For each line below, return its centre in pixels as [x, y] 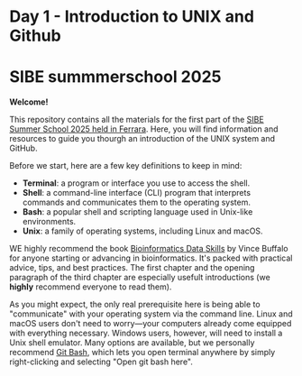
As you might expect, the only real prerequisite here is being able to [135, 305]
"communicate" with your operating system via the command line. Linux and [151, 314]
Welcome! [29, 102]
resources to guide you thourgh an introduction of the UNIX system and [142, 139]
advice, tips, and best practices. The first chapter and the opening [132, 268]
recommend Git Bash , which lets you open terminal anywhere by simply [142, 353]
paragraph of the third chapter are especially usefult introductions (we [140, 278]
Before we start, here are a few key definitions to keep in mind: [126, 166]
